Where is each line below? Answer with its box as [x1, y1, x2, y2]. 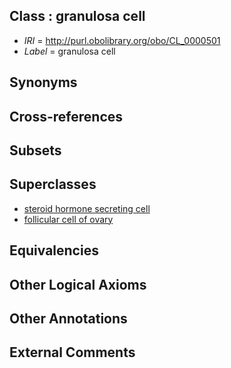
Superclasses [9, 176, 97, 193]
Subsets [9, 142, 62, 159]
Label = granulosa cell [23, 45, 116, 57]
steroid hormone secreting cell [23, 202, 151, 214]
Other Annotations [9, 310, 128, 327]
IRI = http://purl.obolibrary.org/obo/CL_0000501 [23, 34, 221, 46]
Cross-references [9, 108, 124, 125]
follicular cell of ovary [23, 213, 114, 225]
